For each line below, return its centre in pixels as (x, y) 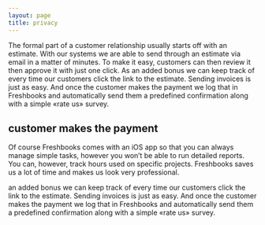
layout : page (30, 15)
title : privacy (33, 23)
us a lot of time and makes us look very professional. (94, 172)
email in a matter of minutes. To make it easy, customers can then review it (129, 62)
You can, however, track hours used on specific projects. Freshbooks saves (131, 164)
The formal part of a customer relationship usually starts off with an (118, 45)
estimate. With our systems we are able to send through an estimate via (125, 53)
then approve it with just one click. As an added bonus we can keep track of (131, 70)
